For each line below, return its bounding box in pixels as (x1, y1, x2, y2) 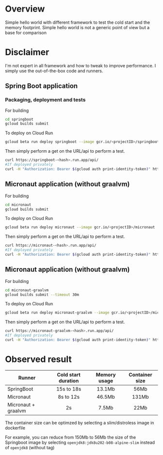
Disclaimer (5, 47, 49, 58)
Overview (5, 3, 45, 15)
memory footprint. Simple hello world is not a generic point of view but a (5, 24, 150, 30)
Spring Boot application (5, 82, 78, 90)
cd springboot (5, 117, 34, 122)
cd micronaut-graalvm (5, 287, 49, 293)
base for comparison (5, 30, 47, 35)
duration (58, 377, 79, 384)
